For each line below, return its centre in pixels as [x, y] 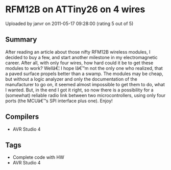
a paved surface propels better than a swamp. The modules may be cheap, [84, 74]
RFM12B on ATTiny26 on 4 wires [75, 9]
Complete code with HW [39, 157]
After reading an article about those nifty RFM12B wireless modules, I [78, 52]
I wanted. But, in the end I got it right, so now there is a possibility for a [80, 90]
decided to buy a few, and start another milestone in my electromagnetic [82, 57]
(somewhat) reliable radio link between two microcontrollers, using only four [86, 95]
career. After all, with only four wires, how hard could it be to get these [79, 63]
